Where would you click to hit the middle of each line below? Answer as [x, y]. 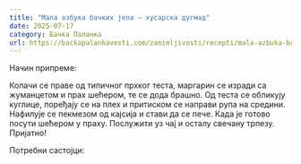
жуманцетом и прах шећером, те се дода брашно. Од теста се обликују [147, 95]
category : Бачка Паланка [56, 34]
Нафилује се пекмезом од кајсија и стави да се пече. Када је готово [140, 114]
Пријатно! [28, 133]
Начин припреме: [43, 68]
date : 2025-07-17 [42, 26]
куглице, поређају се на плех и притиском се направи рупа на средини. [147, 105]
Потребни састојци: [47, 151]
